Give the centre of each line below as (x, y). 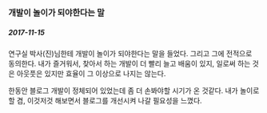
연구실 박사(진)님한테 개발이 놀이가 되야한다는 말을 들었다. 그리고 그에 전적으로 (130, 53)
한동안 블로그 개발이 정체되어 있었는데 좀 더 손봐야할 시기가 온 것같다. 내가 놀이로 (134, 91)
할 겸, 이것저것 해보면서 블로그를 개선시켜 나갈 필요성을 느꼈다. (105, 100)
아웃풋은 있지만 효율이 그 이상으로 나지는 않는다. (91, 73)
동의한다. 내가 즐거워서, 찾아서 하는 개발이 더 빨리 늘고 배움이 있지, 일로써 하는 (130, 63)
